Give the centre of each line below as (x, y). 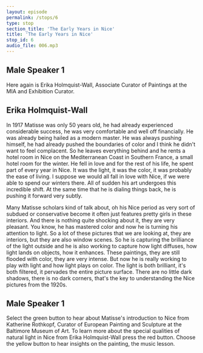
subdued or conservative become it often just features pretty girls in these (99, 214)
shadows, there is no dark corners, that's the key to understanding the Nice (101, 278)
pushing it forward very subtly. (45, 196)
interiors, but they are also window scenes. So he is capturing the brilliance (100, 239)
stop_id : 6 (20, 40)
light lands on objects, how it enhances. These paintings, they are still (93, 252)
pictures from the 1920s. (37, 285)
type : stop (20, 23)
